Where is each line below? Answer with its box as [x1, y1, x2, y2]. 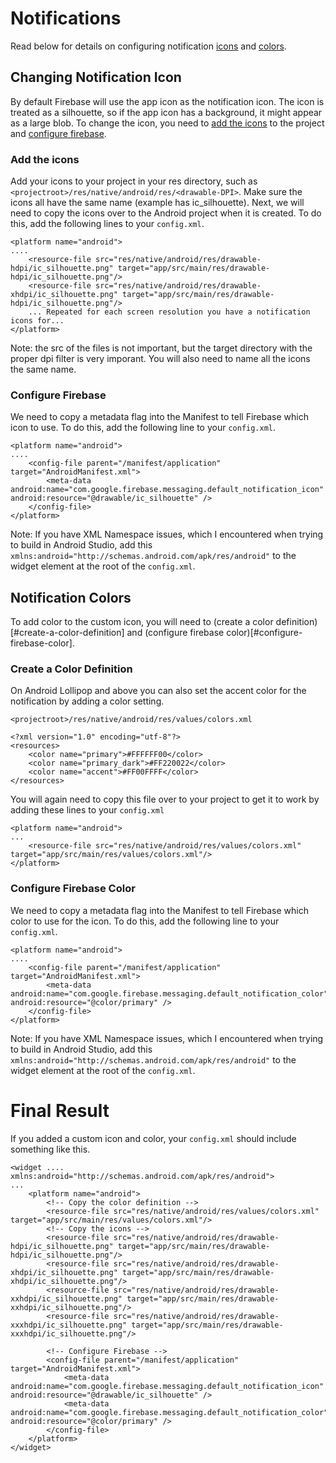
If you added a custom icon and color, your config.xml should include [10, 1132, 297, 1144]
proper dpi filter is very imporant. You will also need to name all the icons [10, 353, 311, 365]
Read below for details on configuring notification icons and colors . [10, 40, 287, 52]
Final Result [10, 1099, 110, 1122]
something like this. [10, 1143, 91, 1155]
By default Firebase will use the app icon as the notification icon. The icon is [10, 95, 325, 107]
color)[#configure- [226, 627, 303, 639]
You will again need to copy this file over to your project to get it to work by [10, 793, 320, 806]
